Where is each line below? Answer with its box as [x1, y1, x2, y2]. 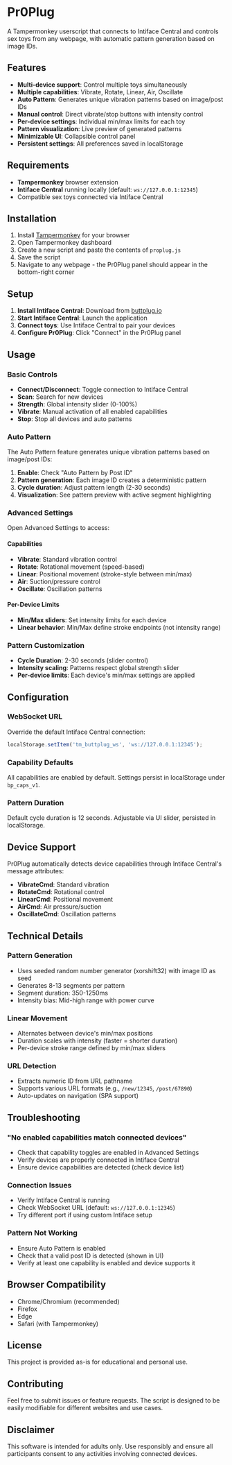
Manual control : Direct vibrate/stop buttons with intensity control [17, 110, 204, 118]
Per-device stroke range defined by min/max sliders [17, 1044, 166, 1052]
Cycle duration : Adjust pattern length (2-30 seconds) [17, 483, 171, 492]
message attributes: [7, 867, 64, 875]
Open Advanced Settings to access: [7, 524, 110, 532]
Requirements [7, 160, 69, 171]
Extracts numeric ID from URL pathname [17, 1077, 133, 1086]
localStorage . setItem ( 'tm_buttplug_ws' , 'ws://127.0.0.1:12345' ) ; [7, 741, 203, 748]
